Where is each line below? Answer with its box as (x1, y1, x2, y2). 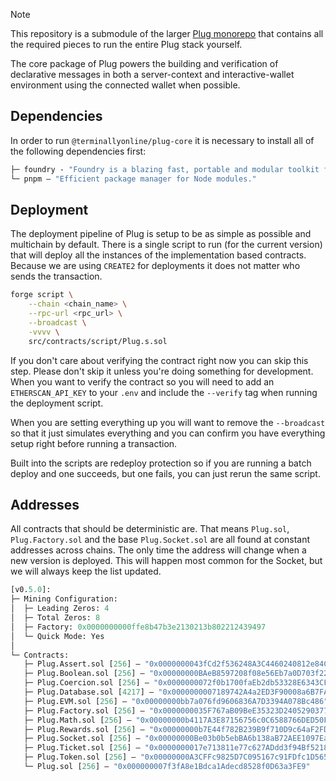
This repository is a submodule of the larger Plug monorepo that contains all (10, 28, 324, 39)
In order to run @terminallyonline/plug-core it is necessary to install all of (10, 134, 315, 146)
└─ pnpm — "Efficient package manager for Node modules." (10, 174, 257, 184)
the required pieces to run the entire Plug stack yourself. (10, 39, 243, 50)
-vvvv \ (28, 327, 60, 337)
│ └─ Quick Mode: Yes (10, 631, 105, 641)
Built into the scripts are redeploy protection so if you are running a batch (10, 457, 312, 469)
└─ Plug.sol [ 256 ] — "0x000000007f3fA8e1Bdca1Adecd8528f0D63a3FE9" (23, 762, 311, 772)
